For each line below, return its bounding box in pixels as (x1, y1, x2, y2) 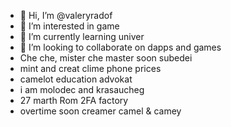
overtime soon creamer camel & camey (19, 105, 182, 117)
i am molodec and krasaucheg (19, 84, 145, 95)
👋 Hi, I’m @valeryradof (19, 10, 113, 21)
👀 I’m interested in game (19, 20, 120, 32)
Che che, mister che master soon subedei (19, 52, 193, 64)
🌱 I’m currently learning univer (19, 31, 145, 42)
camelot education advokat (19, 73, 133, 85)
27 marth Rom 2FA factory (19, 95, 129, 106)
